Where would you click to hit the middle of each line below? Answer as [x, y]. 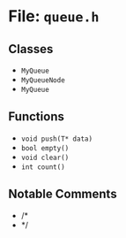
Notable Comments [63, 194]
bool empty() [45, 148]
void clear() [45, 157]
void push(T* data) [57, 139]
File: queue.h [54, 16]
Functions [37, 117]
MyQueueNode [43, 81]
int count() [43, 167]
